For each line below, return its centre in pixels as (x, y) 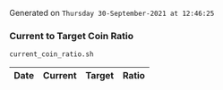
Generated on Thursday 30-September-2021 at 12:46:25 (112, 13)
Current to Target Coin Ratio (72, 36)
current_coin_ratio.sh (51, 54)
